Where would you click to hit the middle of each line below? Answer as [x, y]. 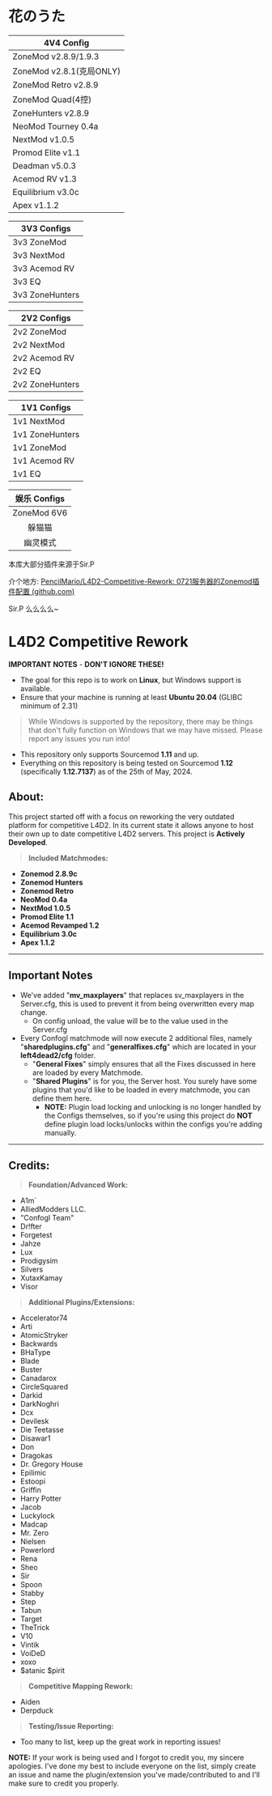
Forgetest [36, 1235]
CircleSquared [44, 1387]
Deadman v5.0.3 [45, 165]
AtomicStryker [44, 1335]
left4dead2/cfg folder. [57, 1055]
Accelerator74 [44, 1318]
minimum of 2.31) [49, 706]
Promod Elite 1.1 [47, 916]
